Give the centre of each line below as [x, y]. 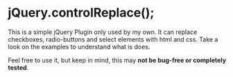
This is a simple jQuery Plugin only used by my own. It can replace [103, 32]
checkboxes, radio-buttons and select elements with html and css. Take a [113, 39]
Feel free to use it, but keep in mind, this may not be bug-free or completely [117, 60]
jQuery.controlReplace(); [81, 13]
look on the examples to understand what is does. [79, 46]
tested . [18, 67]
